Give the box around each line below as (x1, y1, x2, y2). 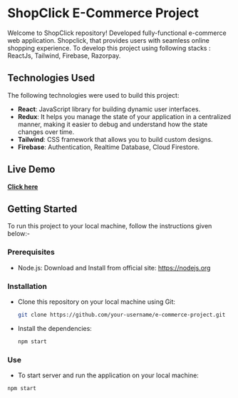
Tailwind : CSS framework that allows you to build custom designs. (17, 135, 213, 143)
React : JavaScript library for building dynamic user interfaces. (17, 105, 201, 113)
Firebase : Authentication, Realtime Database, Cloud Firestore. (17, 143, 200, 151)
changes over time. (17, 127, 75, 136)
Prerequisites (7, 248, 55, 257)
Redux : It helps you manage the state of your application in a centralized (17, 112, 232, 121)
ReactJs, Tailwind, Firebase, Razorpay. (7, 51, 121, 60)
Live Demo (7, 163, 56, 175)
